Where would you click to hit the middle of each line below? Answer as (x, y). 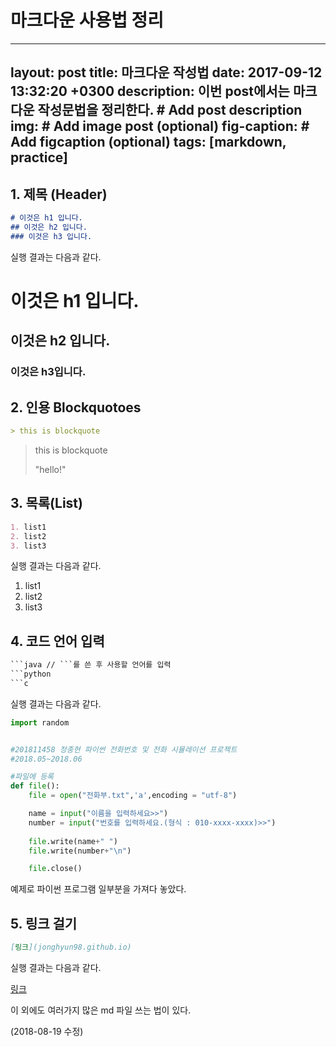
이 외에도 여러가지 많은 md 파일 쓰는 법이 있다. (101, 1010)
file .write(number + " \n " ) (80, 851)
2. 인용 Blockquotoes (76, 407)
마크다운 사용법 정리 (87, 20)
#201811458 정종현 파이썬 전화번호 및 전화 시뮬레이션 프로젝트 (124, 749)
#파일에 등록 (32, 777)
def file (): (35, 786)
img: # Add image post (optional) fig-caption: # (160, 126)
